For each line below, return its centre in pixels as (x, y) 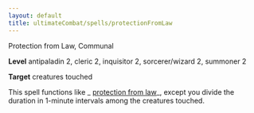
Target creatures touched (51, 76)
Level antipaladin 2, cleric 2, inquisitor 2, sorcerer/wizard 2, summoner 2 (127, 61)
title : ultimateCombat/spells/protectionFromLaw (90, 23)
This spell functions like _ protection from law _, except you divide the (121, 92)
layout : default (35, 16)
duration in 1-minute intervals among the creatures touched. (107, 100)
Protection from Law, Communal (61, 45)
